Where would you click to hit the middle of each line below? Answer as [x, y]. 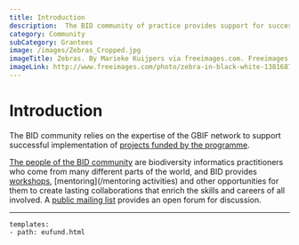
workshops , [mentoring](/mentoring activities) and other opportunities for [144, 181]
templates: [29, 224]
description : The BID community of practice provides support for [137, 26]
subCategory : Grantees [51, 42]
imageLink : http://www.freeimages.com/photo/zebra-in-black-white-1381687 [151, 67]
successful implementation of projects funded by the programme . [130, 145]
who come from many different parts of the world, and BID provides [133, 171]
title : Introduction [48, 17]
